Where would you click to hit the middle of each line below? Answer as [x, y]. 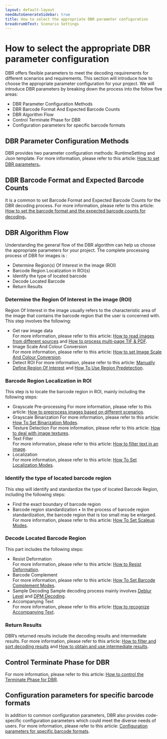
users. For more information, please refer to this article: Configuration [77, 725]
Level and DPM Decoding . [39, 596]
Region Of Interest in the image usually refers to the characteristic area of [81, 310]
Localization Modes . [33, 465]
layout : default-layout [30, 10]
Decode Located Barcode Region [46, 538]
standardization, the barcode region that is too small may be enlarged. [84, 515]
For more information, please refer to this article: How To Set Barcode [84, 580]
